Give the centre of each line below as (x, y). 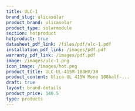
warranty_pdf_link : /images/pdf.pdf (51, 55)
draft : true (21, 83)
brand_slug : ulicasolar (35, 17)
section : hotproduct (31, 33)
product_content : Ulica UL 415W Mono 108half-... (68, 77)
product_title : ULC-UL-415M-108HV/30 (52, 72)
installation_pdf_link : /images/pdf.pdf (56, 50)
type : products (25, 99)
